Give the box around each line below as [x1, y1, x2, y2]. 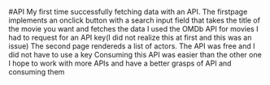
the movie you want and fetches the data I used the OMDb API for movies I [8, 24, 259, 33]
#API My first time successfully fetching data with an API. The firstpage [8, 7, 248, 16]
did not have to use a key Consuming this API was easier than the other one [8, 50, 262, 59]
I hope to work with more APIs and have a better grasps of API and [8, 58, 232, 68]
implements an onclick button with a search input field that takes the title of [8, 15, 260, 25]
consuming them [8, 67, 65, 76]
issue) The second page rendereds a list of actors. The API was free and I [8, 41, 255, 51]
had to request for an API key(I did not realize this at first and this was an [8, 32, 252, 42]
